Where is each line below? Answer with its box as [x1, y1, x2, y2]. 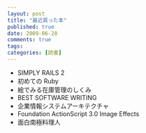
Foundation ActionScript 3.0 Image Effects [17, 109, 140, 118]
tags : [7, 43, 23, 50]
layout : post [7, 10, 45, 17]
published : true [7, 23, 54, 30]
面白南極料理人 [17, 118, 61, 126]
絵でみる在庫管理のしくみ [17, 85, 92, 94]
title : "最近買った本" [7, 17, 67, 24]
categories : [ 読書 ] [7, 50, 62, 57]
